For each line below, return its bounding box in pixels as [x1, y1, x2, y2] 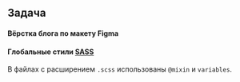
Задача [7, 6, 46, 20]
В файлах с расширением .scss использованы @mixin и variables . [7, 64, 233, 74]
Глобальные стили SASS [7, 47, 94, 57]
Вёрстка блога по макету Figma [7, 28, 119, 38]
